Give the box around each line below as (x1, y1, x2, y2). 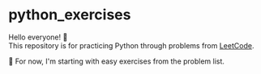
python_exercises (8, 6, 131, 24)
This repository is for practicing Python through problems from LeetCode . (8, 40, 255, 50)
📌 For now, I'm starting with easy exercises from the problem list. (8, 56, 225, 66)
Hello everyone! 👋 (8, 32, 68, 42)
